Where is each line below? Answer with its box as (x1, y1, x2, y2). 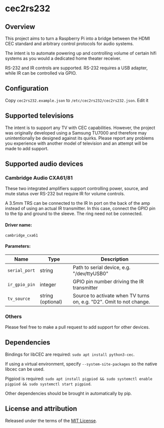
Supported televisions (5, 111, 74, 120)
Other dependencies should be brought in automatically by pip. (5, 390, 132, 396)
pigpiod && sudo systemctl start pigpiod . (5, 381, 92, 387)
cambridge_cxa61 (5, 233, 38, 238)
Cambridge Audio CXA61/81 (5, 174, 73, 181)
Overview (5, 23, 36, 31)
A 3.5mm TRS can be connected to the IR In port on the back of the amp (5, 200, 150, 206)
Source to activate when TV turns (72, 292, 150, 299)
